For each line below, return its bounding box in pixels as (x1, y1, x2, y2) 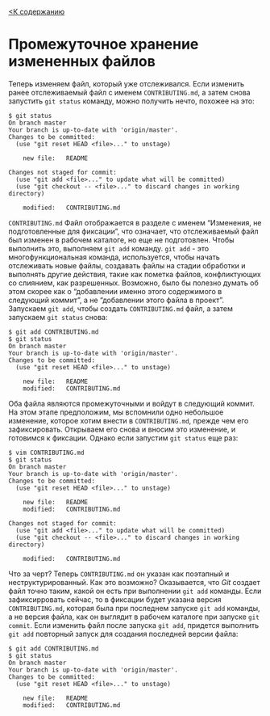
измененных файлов (8, 53, 156, 71)
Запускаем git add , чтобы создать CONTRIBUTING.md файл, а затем (8, 303, 234, 314)
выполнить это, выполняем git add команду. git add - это (8, 243, 210, 253)
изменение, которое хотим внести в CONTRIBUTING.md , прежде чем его (8, 415, 249, 425)
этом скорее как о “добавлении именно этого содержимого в (8, 286, 222, 296)
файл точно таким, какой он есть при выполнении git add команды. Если (8, 586, 262, 596)
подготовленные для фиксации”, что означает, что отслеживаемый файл (8, 226, 260, 236)
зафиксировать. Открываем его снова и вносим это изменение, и (8, 424, 236, 434)
